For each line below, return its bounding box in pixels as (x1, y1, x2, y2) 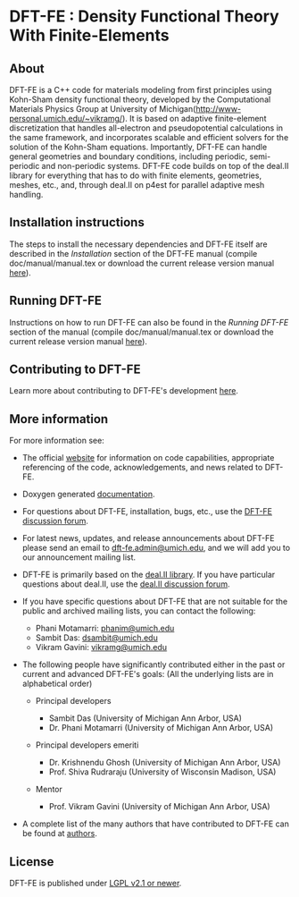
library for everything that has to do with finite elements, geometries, (9, 170, 262, 181)
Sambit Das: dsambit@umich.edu (35, 632, 158, 643)
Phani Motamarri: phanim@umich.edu (35, 623, 175, 634)
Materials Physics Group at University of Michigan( (9, 104, 196, 114)
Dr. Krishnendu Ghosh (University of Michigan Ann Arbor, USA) (48, 757, 281, 768)
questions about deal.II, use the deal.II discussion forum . (21, 579, 230, 589)
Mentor (35, 784, 62, 795)
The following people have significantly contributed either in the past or (21, 659, 286, 670)
